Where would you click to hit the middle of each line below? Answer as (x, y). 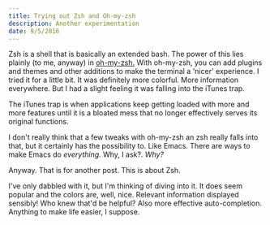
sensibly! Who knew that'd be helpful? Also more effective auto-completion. (135, 203)
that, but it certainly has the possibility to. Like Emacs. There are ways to (129, 146)
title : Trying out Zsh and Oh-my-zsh (72, 16)
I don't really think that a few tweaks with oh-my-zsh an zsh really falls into (133, 137)
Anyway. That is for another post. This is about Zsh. (94, 171)
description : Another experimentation (74, 24)
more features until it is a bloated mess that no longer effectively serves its (133, 113)
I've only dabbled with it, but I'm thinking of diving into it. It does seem (126, 186)
